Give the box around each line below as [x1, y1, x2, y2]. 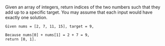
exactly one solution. [5, 15, 48, 20]
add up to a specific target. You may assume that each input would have [5, 9, 153, 15]
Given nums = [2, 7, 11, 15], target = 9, [5, 24, 94, 29]
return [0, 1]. [5, 37, 37, 42]
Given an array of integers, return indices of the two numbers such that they [5, 4, 161, 10]
